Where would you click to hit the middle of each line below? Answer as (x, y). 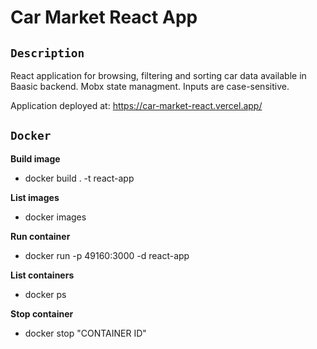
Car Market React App (104, 17)
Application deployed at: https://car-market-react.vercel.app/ (136, 105)
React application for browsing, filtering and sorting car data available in (158, 75)
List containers (42, 275)
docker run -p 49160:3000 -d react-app (107, 255)
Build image (35, 158)
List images (35, 197)
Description (47, 53)
